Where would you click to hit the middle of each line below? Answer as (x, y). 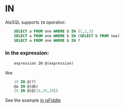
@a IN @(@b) (26, 86)
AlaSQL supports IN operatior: (36, 22)
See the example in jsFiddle (33, 100)
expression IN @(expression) (44, 63)
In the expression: (27, 53)
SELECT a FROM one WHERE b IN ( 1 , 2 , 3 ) (54, 31)
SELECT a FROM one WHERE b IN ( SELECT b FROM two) (67, 36)
